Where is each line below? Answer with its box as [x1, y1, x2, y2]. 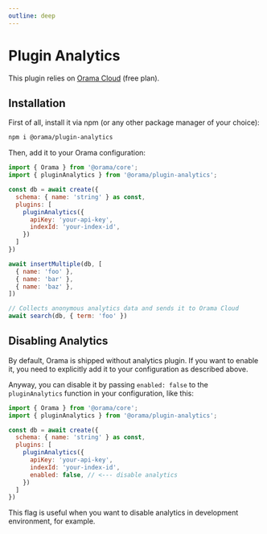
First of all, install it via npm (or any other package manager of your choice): [8, 118, 260, 127]
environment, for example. [8, 516, 96, 526]
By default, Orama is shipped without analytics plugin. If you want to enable [8, 355, 259, 365]
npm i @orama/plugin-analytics [8, 134, 113, 142]
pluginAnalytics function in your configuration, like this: [8, 388, 195, 398]
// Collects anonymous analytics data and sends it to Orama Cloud [8, 304, 240, 313]
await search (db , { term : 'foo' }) [8, 312, 128, 321]
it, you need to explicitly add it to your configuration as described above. [8, 364, 249, 374]
